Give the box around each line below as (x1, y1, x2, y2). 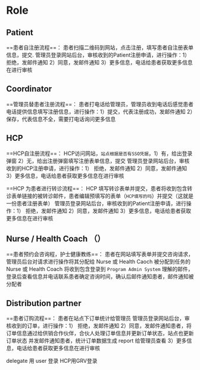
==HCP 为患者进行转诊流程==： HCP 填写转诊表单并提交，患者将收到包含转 (6, 184, 193, 192)
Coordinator (6, 84, 52, 94)
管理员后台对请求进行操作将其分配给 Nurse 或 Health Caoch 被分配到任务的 (6, 258, 191, 266)
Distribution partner (6, 298, 82, 308)
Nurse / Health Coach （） (6, 234, 105, 244)
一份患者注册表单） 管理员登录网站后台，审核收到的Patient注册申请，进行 (6, 199, 186, 206)
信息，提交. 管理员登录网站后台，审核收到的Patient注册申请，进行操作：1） (6, 51, 190, 58)
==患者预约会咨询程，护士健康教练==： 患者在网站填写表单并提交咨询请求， (6, 251, 193, 258)
